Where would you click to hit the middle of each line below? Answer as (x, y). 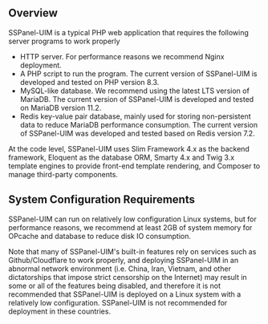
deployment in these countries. (59, 311)
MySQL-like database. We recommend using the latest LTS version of (135, 91)
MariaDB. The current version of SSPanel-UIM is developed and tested (137, 99)
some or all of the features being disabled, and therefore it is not (114, 286)
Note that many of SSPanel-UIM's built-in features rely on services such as (132, 251)
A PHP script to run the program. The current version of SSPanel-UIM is (139, 73)
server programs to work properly (64, 41)
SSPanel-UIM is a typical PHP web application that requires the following (128, 32)
